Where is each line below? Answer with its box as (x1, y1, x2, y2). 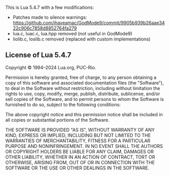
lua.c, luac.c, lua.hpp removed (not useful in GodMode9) (12, 31, 133, 36)
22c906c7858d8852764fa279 (12, 25, 77, 31)
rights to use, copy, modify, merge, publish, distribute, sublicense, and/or (5, 91, 160, 97)
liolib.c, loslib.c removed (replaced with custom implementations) (12, 36, 150, 42)
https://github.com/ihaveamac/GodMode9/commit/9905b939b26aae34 (12, 20, 165, 26)
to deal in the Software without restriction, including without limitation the (5, 85, 160, 91)
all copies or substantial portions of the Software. (5, 117, 109, 123)
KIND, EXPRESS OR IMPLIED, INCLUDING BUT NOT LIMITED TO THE (5, 132, 151, 138)
